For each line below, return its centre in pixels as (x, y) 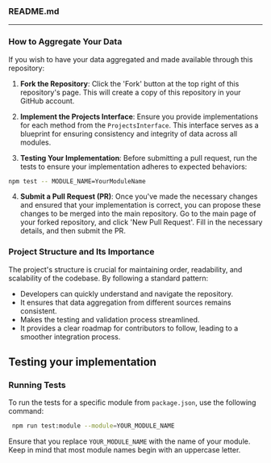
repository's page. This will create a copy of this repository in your (130, 92)
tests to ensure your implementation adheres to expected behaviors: (133, 166)
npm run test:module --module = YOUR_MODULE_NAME (93, 426)
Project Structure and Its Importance (81, 252)
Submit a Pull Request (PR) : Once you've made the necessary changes (139, 196)
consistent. (39, 311)
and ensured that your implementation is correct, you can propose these (140, 205)
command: (26, 411)
